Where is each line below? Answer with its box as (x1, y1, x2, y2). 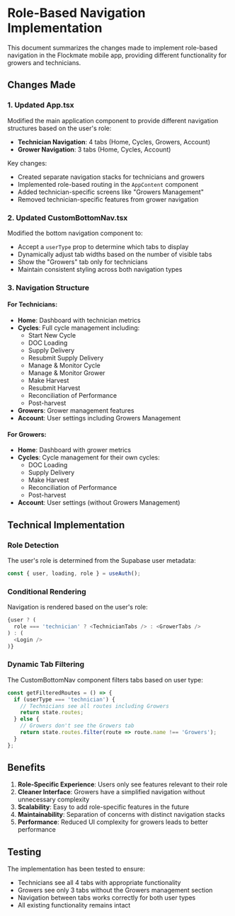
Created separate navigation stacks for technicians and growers (17, 172, 205, 181)
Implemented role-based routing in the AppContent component (17, 180, 199, 188)
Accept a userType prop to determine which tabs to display (17, 242, 189, 251)
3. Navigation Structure (7, 282, 90, 292)
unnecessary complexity (17, 795, 90, 804)
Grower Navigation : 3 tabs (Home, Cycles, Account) (17, 145, 171, 154)
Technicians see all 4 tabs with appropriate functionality (17, 878, 181, 887)
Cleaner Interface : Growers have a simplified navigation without (17, 788, 205, 796)
